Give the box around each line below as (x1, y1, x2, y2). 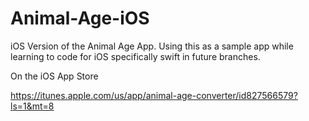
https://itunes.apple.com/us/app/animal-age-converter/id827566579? (10, 89, 298, 101)
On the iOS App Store (10, 70, 99, 82)
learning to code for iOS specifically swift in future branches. (10, 50, 261, 62)
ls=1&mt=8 (10, 100, 55, 112)
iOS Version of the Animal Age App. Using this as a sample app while (10, 40, 294, 52)
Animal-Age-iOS (10, 7, 150, 30)
